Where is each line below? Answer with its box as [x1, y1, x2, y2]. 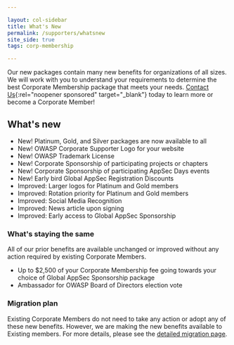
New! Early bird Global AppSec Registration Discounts [17, 174, 174, 183]
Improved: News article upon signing [17, 204, 124, 212]
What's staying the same [7, 229, 95, 239]
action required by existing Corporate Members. [7, 252, 146, 261]
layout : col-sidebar [7, 16, 68, 23]
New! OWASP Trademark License [17, 152, 115, 160]
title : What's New [7, 22, 61, 30]
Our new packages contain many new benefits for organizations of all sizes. [7, 68, 227, 77]
